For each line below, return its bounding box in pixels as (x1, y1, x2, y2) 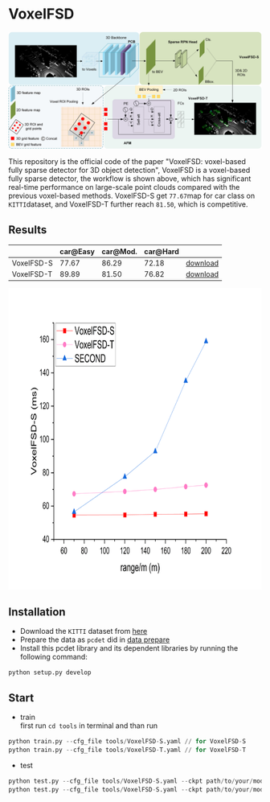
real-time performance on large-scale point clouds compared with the (8, 183, 240, 192)
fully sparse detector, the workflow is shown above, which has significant (8, 174, 252, 183)
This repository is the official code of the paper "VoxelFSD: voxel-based (8, 157, 247, 167)
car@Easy (59, 246, 95, 256)
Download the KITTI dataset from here (19, 627, 148, 636)
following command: (19, 652, 88, 662)
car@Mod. (101, 246, 138, 256)
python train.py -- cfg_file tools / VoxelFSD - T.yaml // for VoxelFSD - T (8, 746, 247, 754)
